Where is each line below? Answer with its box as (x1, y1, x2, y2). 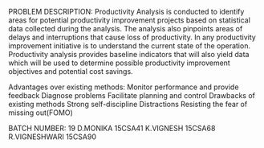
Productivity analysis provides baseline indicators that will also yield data (8, 50, 250, 59)
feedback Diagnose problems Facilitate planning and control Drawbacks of (8, 91, 255, 100)
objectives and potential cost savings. (8, 67, 134, 76)
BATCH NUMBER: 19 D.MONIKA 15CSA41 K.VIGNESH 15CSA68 (8, 124, 216, 133)
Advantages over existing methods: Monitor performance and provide (8, 82, 239, 92)
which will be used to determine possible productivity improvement (8, 58, 230, 68)
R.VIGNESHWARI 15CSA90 (8, 132, 97, 142)
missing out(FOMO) (8, 108, 74, 117)
